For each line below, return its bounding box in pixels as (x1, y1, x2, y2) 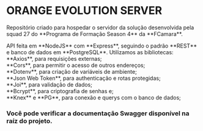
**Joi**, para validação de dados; (6, 80, 93, 88)
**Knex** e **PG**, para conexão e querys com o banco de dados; (6, 94, 182, 101)
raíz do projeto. (6, 116, 53, 125)
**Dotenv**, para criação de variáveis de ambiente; (6, 68, 138, 75)
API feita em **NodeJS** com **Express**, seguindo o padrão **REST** (6, 42, 197, 49)
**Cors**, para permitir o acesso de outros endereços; (6, 62, 146, 69)
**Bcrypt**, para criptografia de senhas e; (6, 87, 114, 94)
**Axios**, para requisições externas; (6, 55, 102, 62)
